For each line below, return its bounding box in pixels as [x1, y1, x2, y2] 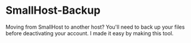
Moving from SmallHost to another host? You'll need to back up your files [5, 23, 185, 30]
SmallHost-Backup [5, 4, 101, 17]
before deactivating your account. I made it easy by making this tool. [5, 29, 174, 36]
